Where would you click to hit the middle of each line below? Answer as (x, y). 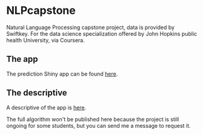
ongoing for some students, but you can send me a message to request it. (98, 125)
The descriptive (37, 93)
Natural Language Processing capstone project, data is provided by (90, 27)
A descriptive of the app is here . (46, 107)
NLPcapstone (41, 11)
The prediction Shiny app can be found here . (62, 74)
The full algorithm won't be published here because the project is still (93, 119)
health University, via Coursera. (45, 40)
